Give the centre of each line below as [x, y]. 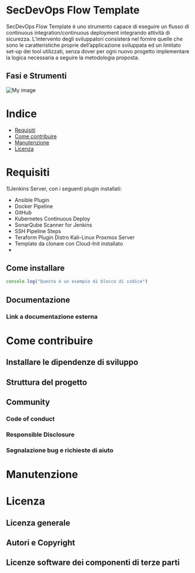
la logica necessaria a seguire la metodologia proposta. [73, 57]
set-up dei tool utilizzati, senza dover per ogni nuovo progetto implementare [98, 51]
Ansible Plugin [32, 200]
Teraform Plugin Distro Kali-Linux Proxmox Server [74, 237]
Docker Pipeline [34, 206]
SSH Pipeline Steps [38, 231]
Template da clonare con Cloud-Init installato [69, 243]
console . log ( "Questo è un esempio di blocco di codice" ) [77, 282]
